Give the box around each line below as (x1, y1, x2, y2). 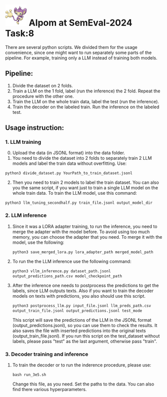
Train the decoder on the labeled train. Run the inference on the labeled (12, 104, 160, 110)
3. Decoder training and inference (5, 351, 89, 358)
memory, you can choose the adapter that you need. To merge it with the (12, 234, 163, 240)
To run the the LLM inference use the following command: (12, 258, 132, 264)
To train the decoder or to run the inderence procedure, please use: (12, 362, 152, 368)
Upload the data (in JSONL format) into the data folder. (12, 150, 126, 156)
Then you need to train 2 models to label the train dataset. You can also (12, 179, 160, 186)
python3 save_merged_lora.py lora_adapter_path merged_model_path (12, 249, 154, 255)
